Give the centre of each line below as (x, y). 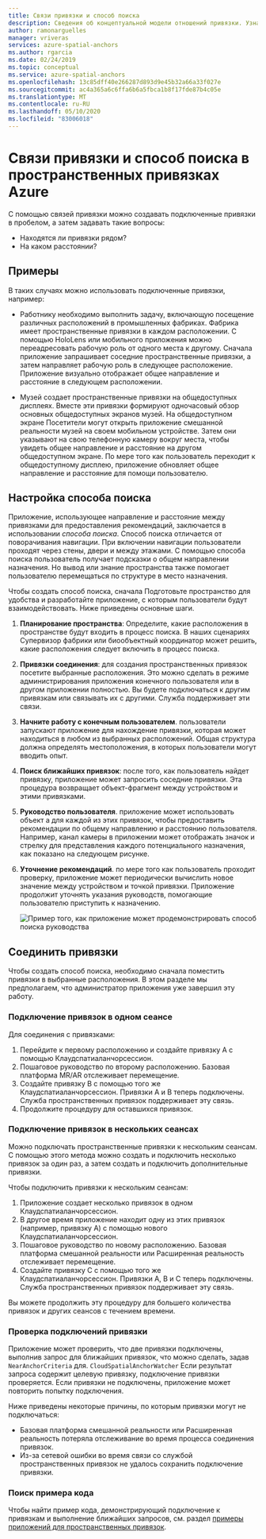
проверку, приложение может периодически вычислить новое (127, 877)
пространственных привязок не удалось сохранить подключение (131, 1464)
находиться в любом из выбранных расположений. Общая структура (137, 739)
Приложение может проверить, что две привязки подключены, (116, 1349)
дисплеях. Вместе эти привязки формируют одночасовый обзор (129, 405)
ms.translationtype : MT (47, 97)
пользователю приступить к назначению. (90, 903)
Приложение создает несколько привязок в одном (106, 1202)
